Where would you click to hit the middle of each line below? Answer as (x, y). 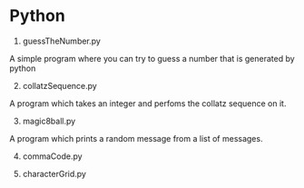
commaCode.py (53, 156)
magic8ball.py (49, 121)
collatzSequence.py (59, 85)
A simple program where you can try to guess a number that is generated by (152, 58)
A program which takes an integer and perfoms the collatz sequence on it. (148, 103)
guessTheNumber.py (62, 41)
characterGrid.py (54, 173)
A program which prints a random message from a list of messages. (136, 138)
